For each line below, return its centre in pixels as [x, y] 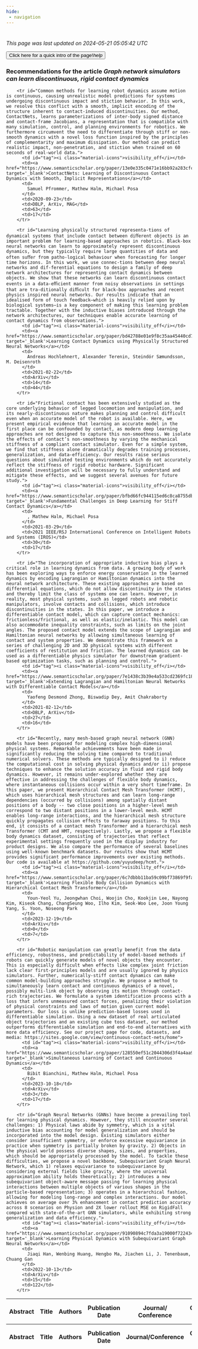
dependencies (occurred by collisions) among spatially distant [87, 800]
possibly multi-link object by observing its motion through [83, 991]
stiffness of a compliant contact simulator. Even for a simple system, [97, 444]
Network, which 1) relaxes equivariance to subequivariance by [85, 1166]
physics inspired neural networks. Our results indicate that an [88, 295]
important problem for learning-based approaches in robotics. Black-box [99, 241]
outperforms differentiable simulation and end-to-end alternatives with [99, 1027]
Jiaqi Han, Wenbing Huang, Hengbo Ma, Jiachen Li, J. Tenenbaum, [109, 1254]
